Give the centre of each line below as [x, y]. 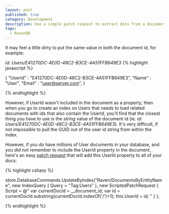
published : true [22, 15]
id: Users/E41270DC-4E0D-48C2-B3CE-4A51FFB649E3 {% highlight [77, 63]
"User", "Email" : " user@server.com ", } [45, 83]
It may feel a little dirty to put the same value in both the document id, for [81, 48]
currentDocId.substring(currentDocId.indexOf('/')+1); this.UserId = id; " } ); [82, 196]
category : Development [29, 19]
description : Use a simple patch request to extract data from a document [85, 24]
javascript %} [19, 68]
